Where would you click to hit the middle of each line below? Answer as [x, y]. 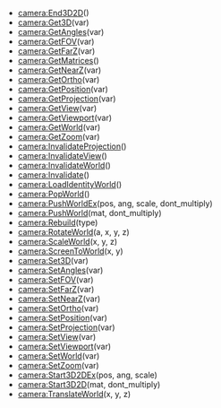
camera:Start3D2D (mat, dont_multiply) [89, 384]
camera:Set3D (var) [53, 260]
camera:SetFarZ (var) [56, 289]
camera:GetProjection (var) [67, 99]
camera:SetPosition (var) [62, 318]
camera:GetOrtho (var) [59, 79]
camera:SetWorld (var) [59, 356]
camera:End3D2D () [53, 13]
